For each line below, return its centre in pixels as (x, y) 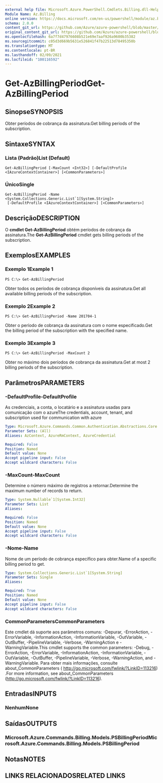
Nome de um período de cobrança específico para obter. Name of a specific (81, 559)
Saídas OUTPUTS (31, 723)
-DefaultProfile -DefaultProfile (41, 397)
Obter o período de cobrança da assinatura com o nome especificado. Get (79, 325)
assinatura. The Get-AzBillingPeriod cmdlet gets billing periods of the (74, 235)
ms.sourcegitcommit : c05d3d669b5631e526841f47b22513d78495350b (70, 41)
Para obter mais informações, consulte (79, 663)
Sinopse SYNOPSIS (34, 112)
